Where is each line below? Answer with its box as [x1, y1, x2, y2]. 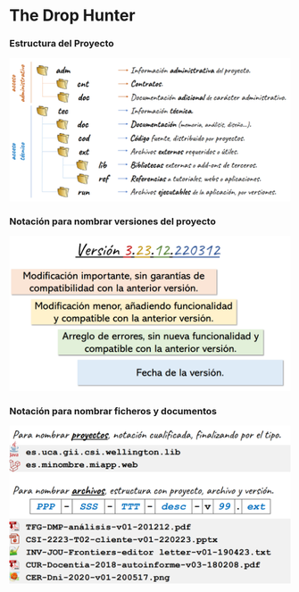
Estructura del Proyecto [9, 38, 114, 50]
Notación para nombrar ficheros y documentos [9, 404, 217, 417]
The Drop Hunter [9, 5, 136, 26]
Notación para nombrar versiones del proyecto [9, 215, 216, 228]
